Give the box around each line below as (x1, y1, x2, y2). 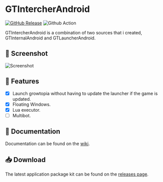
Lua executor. (12, 107, 41, 113)
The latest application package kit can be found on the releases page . (5, 171, 149, 178)
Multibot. (12, 112, 31, 118)
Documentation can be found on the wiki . (5, 141, 90, 147)
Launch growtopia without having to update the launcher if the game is (12, 90, 158, 96)
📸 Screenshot (5, 49, 48, 58)
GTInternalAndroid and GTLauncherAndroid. (5, 35, 96, 41)
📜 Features (5, 77, 39, 86)
